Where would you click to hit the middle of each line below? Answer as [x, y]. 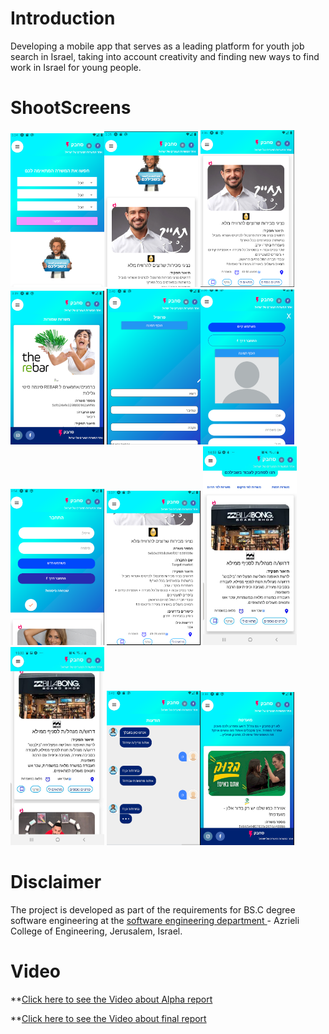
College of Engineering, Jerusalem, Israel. [96, 931]
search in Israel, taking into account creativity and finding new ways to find [165, 56]
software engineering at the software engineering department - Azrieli [155, 920]
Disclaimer [56, 882]
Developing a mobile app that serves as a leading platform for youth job [157, 46]
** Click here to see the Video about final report [108, 1018]
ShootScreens [71, 108]
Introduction [63, 18]
